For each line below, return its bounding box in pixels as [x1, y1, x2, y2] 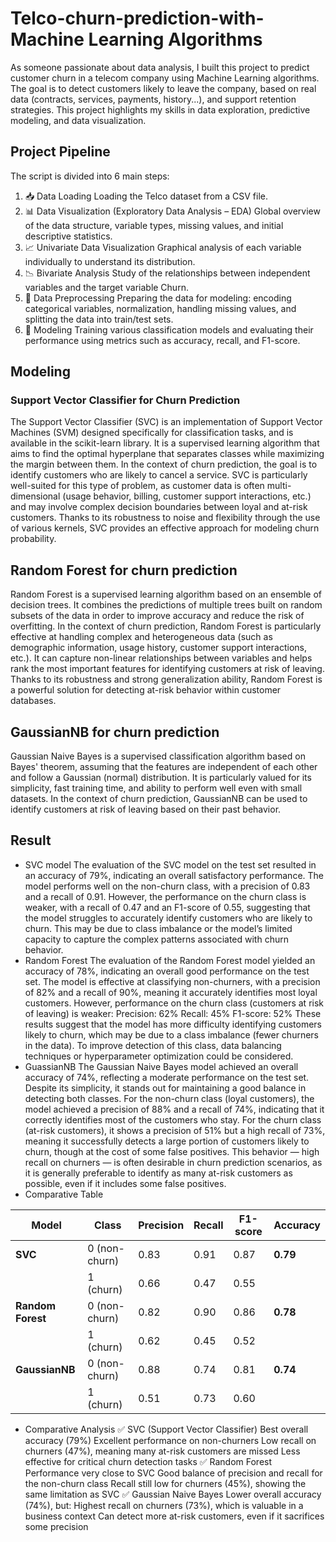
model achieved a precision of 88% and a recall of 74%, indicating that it [24, 1103, 325, 1115]
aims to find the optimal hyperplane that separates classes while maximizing [10, 448, 325, 460]
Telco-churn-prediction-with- [10, 7, 265, 30]
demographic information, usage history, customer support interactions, [10, 642, 307, 654]
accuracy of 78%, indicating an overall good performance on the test [24, 965, 310, 977]
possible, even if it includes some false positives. [24, 1177, 227, 1189]
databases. [10, 695, 57, 707]
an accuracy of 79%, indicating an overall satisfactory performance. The [24, 869, 324, 881]
